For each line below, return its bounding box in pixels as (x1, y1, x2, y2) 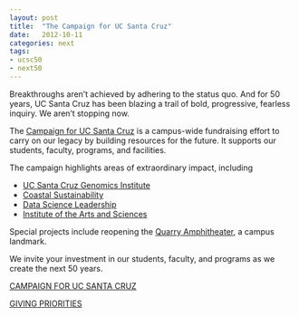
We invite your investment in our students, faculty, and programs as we (9, 253, 275, 264)
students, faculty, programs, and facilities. (9, 144, 167, 155)
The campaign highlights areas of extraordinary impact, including (9, 162, 254, 173)
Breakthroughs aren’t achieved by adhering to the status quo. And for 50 (9, 88, 281, 100)
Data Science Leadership (22, 198, 117, 209)
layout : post (9, 13, 59, 23)
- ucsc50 (9, 55, 43, 64)
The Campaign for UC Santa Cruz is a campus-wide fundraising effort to (9, 125, 280, 136)
